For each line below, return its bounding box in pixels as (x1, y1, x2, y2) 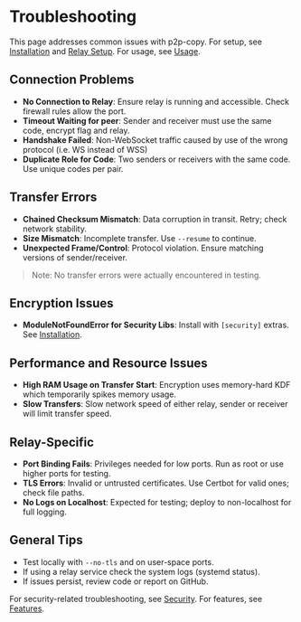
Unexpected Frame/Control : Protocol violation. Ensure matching (22, 242, 264, 253)
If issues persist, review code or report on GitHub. (22, 576, 209, 587)
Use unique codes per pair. (22, 163, 124, 174)
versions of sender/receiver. (22, 251, 128, 263)
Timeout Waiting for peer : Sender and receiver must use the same (22, 115, 272, 126)
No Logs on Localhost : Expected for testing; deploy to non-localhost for (22, 497, 292, 507)
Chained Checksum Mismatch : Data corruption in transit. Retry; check (22, 213, 287, 224)
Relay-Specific (9, 434, 95, 449)
